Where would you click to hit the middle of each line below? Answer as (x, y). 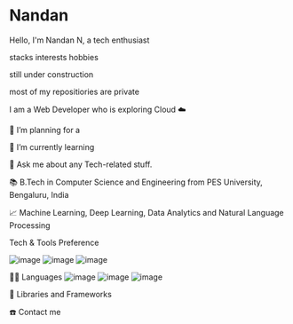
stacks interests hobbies (54, 57)
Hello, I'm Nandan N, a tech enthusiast (79, 40)
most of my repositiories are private (75, 91)
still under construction (51, 74)
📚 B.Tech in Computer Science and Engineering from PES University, (136, 182)
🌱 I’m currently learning (52, 146)
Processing (30, 225)
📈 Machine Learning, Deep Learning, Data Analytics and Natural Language (146, 212)
